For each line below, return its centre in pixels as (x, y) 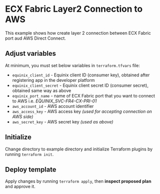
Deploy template (31, 169)
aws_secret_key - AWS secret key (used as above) (63, 121)
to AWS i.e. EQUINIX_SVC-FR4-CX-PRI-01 (54, 101)
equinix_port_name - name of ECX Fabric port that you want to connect (83, 96)
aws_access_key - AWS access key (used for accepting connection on (82, 111)
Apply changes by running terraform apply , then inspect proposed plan (78, 181)
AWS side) (23, 117)
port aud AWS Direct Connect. (35, 38)
